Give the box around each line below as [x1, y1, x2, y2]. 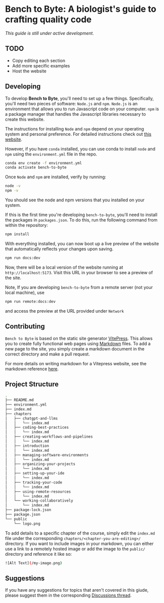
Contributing [5, 322, 45, 331]
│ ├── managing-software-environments [5, 452, 89, 457]
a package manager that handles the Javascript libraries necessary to [5, 111, 146, 117]
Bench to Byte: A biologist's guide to [5, 3, 157, 15]
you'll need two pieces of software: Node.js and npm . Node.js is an [5, 100, 138, 106]
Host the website [12, 68, 47, 74]
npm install [5, 232, 29, 237]
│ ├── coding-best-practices [5, 425, 69, 430]
